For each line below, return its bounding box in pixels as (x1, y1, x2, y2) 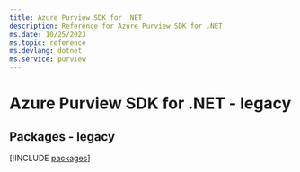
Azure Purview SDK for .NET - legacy (9, 93, 292, 114)
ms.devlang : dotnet (9, 47, 83, 56)
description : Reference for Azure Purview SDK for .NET (9, 21, 223, 30)
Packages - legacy (9, 129, 115, 144)
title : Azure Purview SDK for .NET (9, 13, 143, 22)
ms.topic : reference (9, 38, 87, 47)
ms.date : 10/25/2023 (9, 30, 87, 39)
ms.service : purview (9, 55, 87, 64)
